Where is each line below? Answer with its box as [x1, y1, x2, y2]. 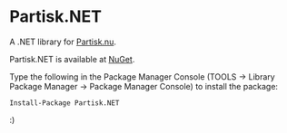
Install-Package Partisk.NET [9, 98, 120, 108]
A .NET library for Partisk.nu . [9, 36, 116, 47]
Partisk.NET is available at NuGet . [9, 53, 135, 64]
